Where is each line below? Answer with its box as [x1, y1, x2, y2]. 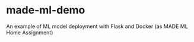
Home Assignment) [6, 29, 53, 36]
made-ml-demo [6, 3, 85, 17]
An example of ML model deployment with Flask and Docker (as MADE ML [6, 23, 188, 30]
